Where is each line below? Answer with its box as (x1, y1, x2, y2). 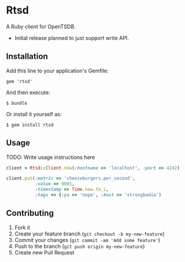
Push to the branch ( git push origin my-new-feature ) (14, 243, 145, 250)
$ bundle (6, 100, 28, 106)
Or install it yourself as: (6, 110, 62, 118)
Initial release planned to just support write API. (14, 34, 129, 41)
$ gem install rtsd (6, 122, 54, 128)
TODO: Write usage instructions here (6, 154, 95, 161)
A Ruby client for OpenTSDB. (6, 23, 76, 30)
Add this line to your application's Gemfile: (6, 67, 109, 74)
